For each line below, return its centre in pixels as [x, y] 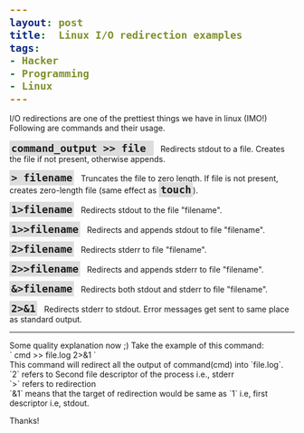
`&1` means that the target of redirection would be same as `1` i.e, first [139, 394]
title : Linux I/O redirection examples [126, 35]
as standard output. [46, 319]
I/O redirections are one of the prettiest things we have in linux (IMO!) [138, 118]
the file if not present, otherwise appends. [87, 159]
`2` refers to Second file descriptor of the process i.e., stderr [122, 374]
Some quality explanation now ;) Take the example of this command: [137, 345]
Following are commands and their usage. [87, 128]
